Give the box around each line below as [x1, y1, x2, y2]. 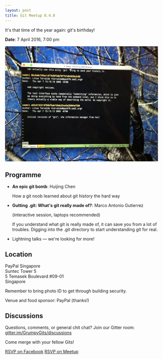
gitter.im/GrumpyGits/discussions [5, 329, 72, 336]
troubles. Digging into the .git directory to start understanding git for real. [12, 227, 158, 232]
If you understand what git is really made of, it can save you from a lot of [12, 222, 157, 227]
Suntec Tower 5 [5, 268, 37, 274]
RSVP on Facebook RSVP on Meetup [5, 348, 79, 354]
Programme [5, 170, 42, 179]
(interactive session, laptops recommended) [12, 212, 100, 218]
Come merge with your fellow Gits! [5, 339, 74, 345]
